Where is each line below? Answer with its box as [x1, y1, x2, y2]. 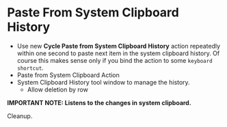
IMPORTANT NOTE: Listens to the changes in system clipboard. [7, 98, 191, 107]
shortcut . [16, 63, 44, 72]
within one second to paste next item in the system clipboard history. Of [16, 49, 220, 57]
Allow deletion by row [27, 85, 89, 94]
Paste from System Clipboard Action [16, 70, 120, 79]
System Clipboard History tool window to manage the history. [16, 78, 190, 86]
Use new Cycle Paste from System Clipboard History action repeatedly [16, 42, 221, 50]
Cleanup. [7, 111, 33, 120]
